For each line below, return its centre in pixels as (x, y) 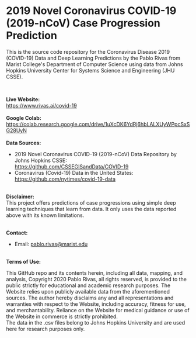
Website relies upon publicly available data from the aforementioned (88, 291)
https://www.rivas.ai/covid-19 (41, 105)
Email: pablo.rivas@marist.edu (51, 244)
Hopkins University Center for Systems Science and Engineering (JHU (90, 70)
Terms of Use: (23, 261)
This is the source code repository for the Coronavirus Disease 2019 (88, 51)
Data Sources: (24, 143)
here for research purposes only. (45, 329)
